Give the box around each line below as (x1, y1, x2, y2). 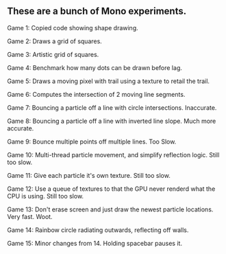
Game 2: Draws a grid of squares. (7, 37, 103, 45)
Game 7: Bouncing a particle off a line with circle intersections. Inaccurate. (7, 103, 217, 112)
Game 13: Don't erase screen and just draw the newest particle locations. (7, 205, 214, 213)
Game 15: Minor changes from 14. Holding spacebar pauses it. (7, 239, 183, 247)
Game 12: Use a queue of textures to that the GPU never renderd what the (7, 185, 216, 193)
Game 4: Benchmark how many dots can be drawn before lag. (7, 63, 183, 71)
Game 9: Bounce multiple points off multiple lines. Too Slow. (7, 137, 177, 146)
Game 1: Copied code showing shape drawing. (7, 23, 138, 32)
